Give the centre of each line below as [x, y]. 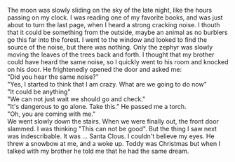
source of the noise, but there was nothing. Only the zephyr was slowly [110, 47]
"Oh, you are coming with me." [52, 114]
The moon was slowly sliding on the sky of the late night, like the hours [110, 10]
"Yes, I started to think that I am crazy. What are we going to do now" [107, 84]
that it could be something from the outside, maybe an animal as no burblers [117, 32]
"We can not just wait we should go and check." [76, 99]
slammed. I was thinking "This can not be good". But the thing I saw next [112, 129]
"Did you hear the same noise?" [53, 77]
